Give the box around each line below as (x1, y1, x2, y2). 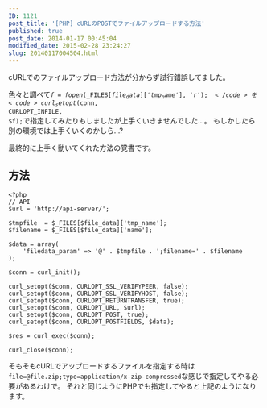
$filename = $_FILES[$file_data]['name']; (8, 226, 153, 234)
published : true (8, 27, 63, 35)
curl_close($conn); (8, 346, 74, 354)
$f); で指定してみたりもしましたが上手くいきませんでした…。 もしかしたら (8, 115, 256, 125)
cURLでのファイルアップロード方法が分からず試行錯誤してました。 (8, 73, 230, 81)
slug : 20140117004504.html (8, 49, 99, 57)
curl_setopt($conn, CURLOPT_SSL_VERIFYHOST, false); (8, 289, 189, 298)
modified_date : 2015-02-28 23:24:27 (8, 42, 131, 50)
